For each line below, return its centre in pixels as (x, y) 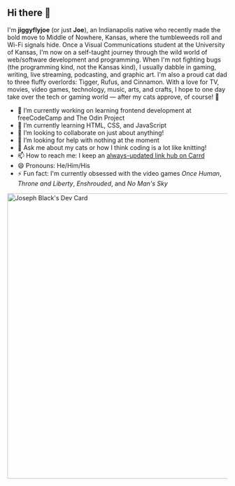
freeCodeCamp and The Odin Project (71, 118)
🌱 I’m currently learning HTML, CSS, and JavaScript (92, 125)
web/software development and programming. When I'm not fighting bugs (114, 60)
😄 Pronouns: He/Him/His (54, 165)
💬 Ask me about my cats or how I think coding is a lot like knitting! (112, 147)
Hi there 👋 (29, 13)
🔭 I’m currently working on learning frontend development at (104, 110)
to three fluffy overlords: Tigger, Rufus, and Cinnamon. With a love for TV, (113, 82)
